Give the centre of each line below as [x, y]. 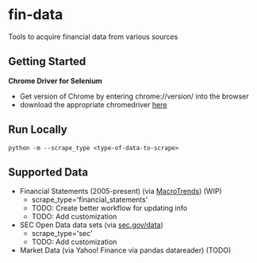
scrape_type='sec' [62, 234]
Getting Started [47, 62]
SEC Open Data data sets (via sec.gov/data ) [92, 225]
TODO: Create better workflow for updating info [109, 208]
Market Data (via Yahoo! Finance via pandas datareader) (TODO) [125, 250]
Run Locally [38, 130]
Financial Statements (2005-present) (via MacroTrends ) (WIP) [121, 191]
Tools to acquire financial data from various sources [93, 37]
